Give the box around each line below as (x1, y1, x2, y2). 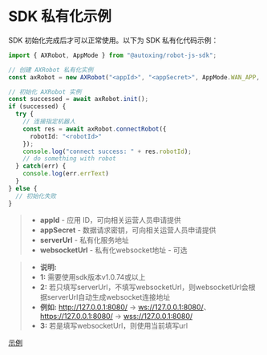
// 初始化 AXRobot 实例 (8, 87, 82, 96)
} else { (8, 184, 38, 192)
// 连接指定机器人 (22, 118, 76, 126)
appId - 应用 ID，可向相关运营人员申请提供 (39, 215, 182, 224)
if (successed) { (8, 103, 67, 111)
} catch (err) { (15, 162, 67, 171)
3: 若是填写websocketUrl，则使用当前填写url (39, 321, 188, 330)
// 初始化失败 (15, 192, 57, 200)
